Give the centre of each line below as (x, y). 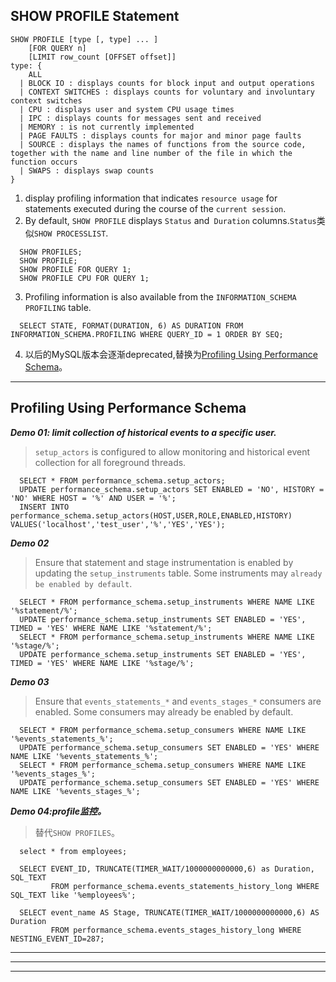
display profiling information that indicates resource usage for (151, 198)
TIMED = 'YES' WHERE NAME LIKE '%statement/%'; (111, 628)
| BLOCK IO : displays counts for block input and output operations (167, 83)
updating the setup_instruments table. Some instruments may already (178, 573)
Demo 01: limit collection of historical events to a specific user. (143, 432)
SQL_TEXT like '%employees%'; (73, 895)
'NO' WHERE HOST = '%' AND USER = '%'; (93, 498)
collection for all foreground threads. (110, 462)
